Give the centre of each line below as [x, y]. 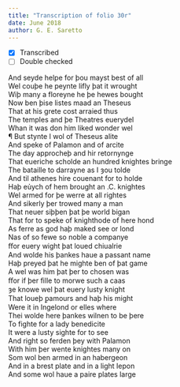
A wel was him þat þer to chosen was [69, 271]
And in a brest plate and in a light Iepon [72, 366]
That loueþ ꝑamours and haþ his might [71, 298]
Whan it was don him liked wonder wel [71, 128]
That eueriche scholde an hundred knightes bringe [90, 161]
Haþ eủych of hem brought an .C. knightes [77, 186]
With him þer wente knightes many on [70, 349]
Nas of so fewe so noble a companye [68, 237]
